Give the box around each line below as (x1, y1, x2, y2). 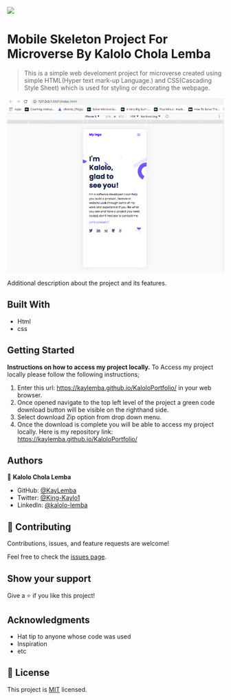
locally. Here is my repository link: (16, 428, 113, 436)
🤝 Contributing (7, 521, 71, 532)
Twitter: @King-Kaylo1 (16, 494, 80, 502)
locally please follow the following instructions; (7, 370, 140, 379)
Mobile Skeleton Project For (7, 32, 168, 48)
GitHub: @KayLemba (16, 486, 77, 494)
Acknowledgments (7, 614, 91, 626)
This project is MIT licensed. (7, 685, 87, 693)
